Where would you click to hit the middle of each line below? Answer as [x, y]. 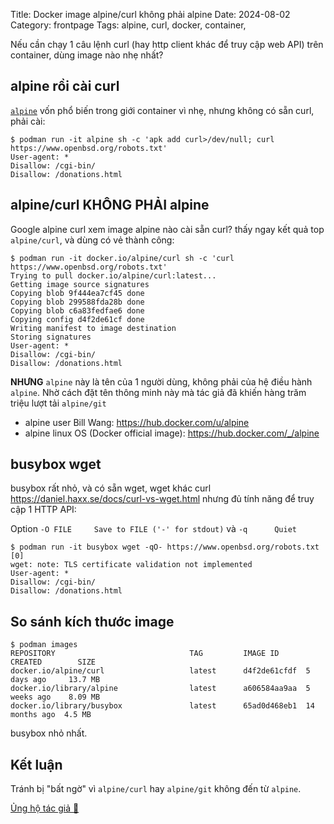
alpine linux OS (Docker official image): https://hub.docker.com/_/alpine [172, 433]
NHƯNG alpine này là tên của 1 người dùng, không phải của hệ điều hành [161, 381]
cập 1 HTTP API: [43, 510]
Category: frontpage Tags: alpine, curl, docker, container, [128, 25]
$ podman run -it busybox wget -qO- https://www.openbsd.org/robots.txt [165, 547]
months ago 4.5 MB [51, 715]
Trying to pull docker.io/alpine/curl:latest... [113, 275]
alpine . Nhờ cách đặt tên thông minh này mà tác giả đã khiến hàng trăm [158, 392]
